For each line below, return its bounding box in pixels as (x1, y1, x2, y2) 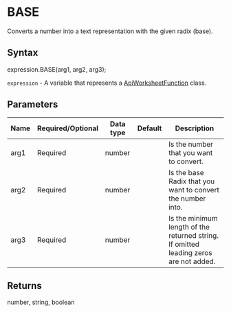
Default (137, 123, 162, 133)
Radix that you (168, 176, 215, 186)
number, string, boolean (7, 298, 75, 307)
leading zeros (168, 248, 213, 257)
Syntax (7, 47, 38, 59)
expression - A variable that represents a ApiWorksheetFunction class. (7, 79, 207, 87)
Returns (7, 280, 43, 292)
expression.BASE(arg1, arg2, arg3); (7, 65, 107, 73)
